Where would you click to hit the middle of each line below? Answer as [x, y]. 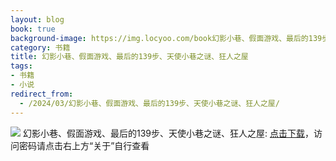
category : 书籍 [40, 47]
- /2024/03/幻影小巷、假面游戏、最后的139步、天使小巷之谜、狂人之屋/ [149, 103]
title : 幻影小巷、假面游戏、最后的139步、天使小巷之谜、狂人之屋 [129, 57]
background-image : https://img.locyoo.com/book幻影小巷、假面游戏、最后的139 [166, 38]
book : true [33, 29]
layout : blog [37, 19]
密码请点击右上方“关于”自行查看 [84, 145]
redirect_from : [42, 94]
